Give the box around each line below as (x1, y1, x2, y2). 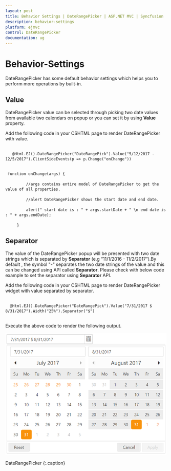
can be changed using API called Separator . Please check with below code (5, 266, 165, 273)
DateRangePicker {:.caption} (5, 460, 66, 466)
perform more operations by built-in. (5, 80, 82, 87)
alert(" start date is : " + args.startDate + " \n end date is (26, 207, 166, 212)
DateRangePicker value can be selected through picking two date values (5, 109, 159, 115)
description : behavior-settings (5, 19, 74, 24)
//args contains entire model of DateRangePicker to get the (26, 182, 159, 187)
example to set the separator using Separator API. (5, 272, 112, 278)
